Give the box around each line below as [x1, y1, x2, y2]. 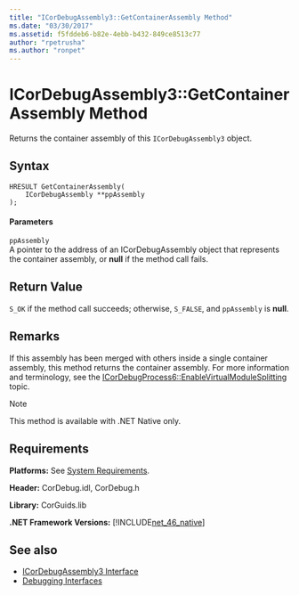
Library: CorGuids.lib [9, 500, 87, 510]
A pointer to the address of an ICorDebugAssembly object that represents [9, 244, 280, 255]
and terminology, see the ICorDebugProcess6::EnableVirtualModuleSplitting [9, 371, 287, 382]
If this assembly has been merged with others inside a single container [9, 353, 269, 363]
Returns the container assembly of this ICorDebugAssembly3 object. [9, 133, 253, 143]
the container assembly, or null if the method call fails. [9, 254, 209, 265]
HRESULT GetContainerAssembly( [9, 182, 125, 192]
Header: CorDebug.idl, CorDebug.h [9, 482, 140, 493]
